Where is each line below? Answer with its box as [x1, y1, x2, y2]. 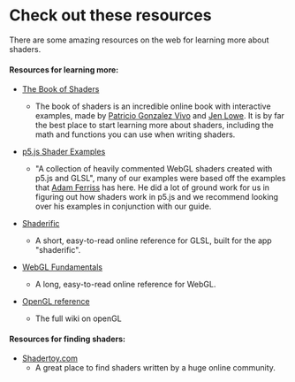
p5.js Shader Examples [21, 147, 106, 157]
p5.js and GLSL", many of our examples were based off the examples [34, 173, 286, 184]
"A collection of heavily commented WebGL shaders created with [34, 164, 273, 174]
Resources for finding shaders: [9, 333, 126, 344]
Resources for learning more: [9, 64, 119, 75]
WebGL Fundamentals [21, 262, 103, 272]
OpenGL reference [21, 296, 90, 307]
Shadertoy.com [21, 353, 78, 363]
